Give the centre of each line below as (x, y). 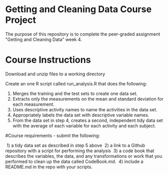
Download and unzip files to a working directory (55, 74)
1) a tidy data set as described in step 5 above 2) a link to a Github (76, 145)
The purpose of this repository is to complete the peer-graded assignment (83, 34)
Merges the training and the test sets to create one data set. (75, 93)
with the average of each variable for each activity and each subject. (84, 125)
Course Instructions (48, 60)
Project (21, 20)
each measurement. (33, 104)
